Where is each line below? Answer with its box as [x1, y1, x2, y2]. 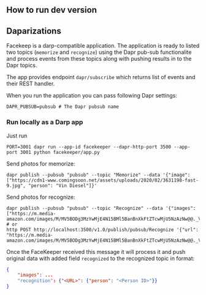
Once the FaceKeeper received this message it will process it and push [6, 248, 186, 255]
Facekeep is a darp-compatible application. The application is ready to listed [6, 42, 200, 50]
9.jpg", [6, 182, 26, 189]
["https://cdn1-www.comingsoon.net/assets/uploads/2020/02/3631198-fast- [6, 177, 199, 183]
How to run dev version [6, 5, 97, 15]
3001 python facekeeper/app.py [20, 149, 100, 155]
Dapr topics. [6, 61, 37, 69]
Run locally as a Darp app [6, 118, 83, 126]
